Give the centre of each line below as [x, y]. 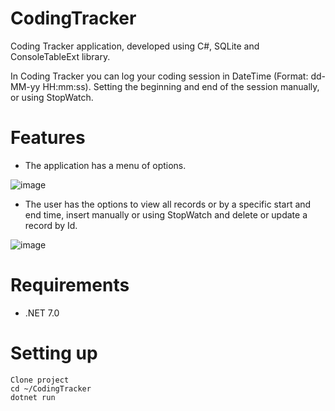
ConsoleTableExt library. [60, 56]
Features [48, 138]
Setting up [54, 353]
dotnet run [33, 397]
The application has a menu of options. [105, 165]
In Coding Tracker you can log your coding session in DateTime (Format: [159, 76]
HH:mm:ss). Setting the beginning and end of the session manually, [181, 86]
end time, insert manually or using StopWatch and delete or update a [166, 214]
